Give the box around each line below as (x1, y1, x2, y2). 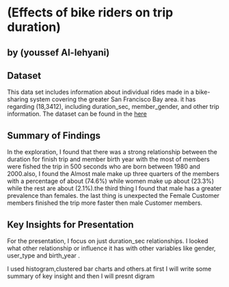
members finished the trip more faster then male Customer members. (7, 199, 203, 207)
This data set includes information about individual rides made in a (7, 88, 195, 97)
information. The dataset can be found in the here (7, 110, 147, 118)
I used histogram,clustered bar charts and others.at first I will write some (7, 265, 212, 273)
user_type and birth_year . (7, 251, 81, 260)
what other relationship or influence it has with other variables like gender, (7, 245, 216, 253)
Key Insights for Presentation (7, 219, 135, 230)
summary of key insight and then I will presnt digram (7, 272, 155, 280)
